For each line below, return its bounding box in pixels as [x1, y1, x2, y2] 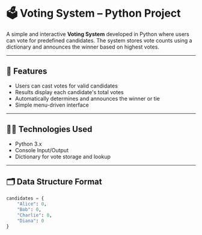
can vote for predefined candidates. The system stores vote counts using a [6, 37, 192, 44]
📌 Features [6, 66, 47, 77]
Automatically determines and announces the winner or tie [14, 95, 161, 102]
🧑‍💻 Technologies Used [6, 124, 93, 134]
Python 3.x [14, 140, 42, 147]
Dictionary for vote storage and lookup [14, 153, 111, 160]
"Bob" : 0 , [17, 207, 42, 213]
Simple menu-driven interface [14, 101, 89, 109]
